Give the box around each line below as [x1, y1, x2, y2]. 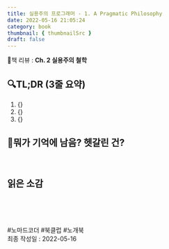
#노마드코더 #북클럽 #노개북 [7, 225, 85, 234]
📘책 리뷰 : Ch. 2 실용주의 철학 [7, 56, 88, 65]
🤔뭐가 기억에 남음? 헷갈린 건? [7, 137, 125, 149]
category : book [7, 23, 51, 30]
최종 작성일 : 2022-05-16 [7, 234, 77, 243]
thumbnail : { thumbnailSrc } [7, 29, 92, 37]
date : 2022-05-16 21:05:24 [7, 17, 86, 24]
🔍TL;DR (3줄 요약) [7, 78, 86, 90]
